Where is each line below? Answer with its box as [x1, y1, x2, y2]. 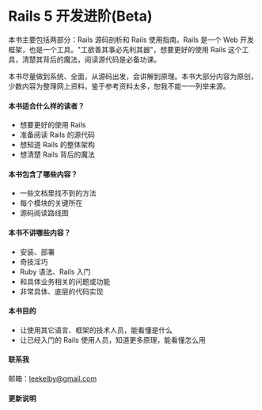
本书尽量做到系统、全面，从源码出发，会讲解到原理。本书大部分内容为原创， [8, 71, 258, 81]
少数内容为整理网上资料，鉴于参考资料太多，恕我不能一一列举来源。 [8, 81, 230, 91]
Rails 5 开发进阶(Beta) [8, 7, 153, 25]
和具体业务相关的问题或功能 [19, 276, 111, 286]
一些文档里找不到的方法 [19, 188, 97, 198]
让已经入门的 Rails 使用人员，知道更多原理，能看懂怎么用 [19, 335, 206, 344]
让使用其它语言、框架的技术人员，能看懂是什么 [19, 325, 173, 335]
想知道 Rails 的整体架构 [19, 140, 95, 150]
